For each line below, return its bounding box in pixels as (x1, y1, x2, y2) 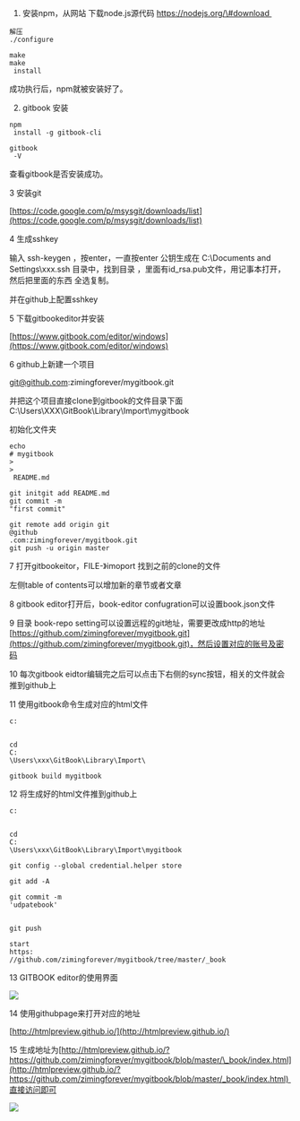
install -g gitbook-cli (13, 128, 102, 137)
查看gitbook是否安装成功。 (9, 168, 108, 179)
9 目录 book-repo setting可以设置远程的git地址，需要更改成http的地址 (9, 617, 266, 628)
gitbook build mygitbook (9, 772, 102, 780)
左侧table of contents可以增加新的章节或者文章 (9, 580, 182, 590)
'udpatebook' (9, 901, 58, 910)
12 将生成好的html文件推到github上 (9, 789, 138, 799)
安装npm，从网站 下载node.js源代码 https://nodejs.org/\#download (21, 8, 270, 18)
